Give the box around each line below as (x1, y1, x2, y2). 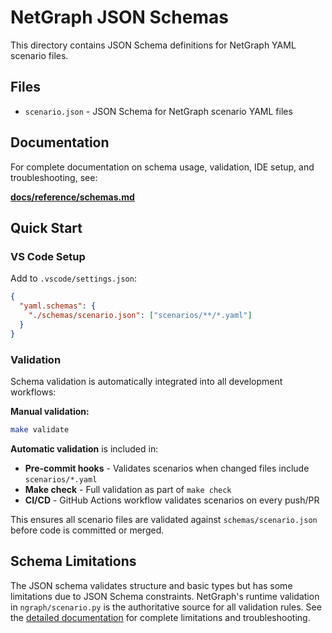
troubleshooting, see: (10, 171, 98, 183)
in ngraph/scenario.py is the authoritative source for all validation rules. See (10, 601, 322, 613)
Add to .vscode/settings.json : (10, 272, 137, 285)
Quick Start (10, 219, 83, 236)
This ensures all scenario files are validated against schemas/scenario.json (10, 513, 318, 525)
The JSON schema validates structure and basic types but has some (10, 579, 293, 591)
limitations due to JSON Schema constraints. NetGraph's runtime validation (10, 590, 320, 602)
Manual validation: (10, 405, 90, 417)
